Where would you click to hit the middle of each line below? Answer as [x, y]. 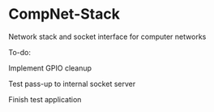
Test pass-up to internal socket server [72, 84]
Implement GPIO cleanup [50, 68]
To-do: [19, 52]
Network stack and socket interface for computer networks [107, 37]
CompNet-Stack [64, 14]
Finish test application [45, 99]
